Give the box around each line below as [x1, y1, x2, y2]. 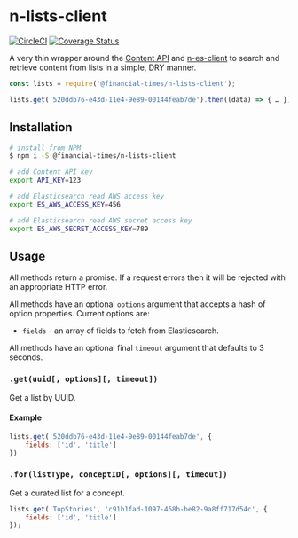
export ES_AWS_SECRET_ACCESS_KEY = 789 [9, 224, 149, 233]
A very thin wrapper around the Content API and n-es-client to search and [9, 52, 280, 63]
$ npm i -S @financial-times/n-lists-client [9, 152, 176, 160]
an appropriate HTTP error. [9, 282, 108, 292]
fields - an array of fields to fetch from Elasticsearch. [21, 325, 219, 336]
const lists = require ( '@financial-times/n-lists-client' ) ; [9, 79, 237, 88]
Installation [9, 120, 73, 135]
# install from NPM [9, 144, 82, 152]
